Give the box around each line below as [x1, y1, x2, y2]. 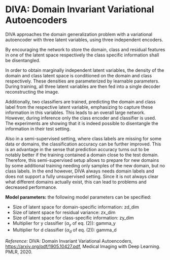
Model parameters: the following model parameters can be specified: [5, 194, 151, 200]
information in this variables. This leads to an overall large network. [5, 109, 146, 115]
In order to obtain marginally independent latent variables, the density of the [5, 67, 164, 73]
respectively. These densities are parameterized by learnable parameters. [5, 78, 160, 84]
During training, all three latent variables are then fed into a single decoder [5, 83, 161, 90]
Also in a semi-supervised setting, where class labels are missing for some [5, 135, 161, 141]
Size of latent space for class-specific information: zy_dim [12, 215, 134, 221]
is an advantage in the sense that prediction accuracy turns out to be [5, 146, 150, 152]
